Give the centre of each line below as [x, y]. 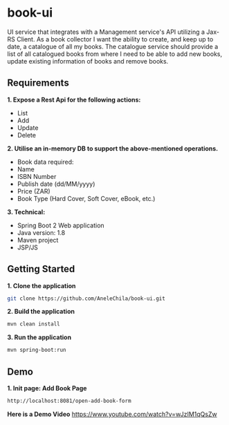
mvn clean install [34, 324]
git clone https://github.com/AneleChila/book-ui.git [86, 299]
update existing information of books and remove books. [88, 61]
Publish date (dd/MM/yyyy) [56, 184]
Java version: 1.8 [41, 232]
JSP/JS [27, 247]
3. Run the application [39, 337]
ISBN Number [37, 176]
